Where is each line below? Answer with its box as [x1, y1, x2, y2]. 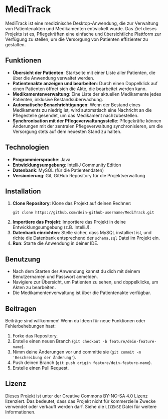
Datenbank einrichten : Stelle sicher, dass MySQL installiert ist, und [12, 230, 152, 236]
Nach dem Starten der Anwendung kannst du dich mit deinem [12, 268, 140, 274]
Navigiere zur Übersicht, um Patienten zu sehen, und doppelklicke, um [12, 279, 158, 285]
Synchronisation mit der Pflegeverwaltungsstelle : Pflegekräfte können [12, 117, 161, 124]
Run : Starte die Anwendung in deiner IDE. [12, 240, 99, 246]
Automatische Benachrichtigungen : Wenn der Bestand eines [12, 102, 140, 108]
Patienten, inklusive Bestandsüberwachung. [12, 96, 103, 102]
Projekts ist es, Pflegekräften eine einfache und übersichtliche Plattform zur [5, 31, 161, 37]
